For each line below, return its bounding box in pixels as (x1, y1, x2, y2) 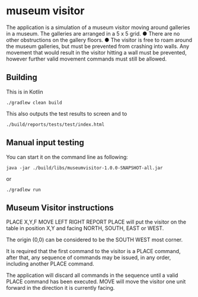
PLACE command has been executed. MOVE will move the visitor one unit (6, 278, 186, 285)
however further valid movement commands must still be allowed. (6, 55, 167, 62)
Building (6, 72, 37, 82)
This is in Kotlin (6, 88, 43, 95)
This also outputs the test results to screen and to (6, 110, 127, 117)
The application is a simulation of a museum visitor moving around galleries (6, 24, 190, 31)
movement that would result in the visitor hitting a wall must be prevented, (6, 49, 187, 56)
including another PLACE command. (6, 260, 95, 267)
